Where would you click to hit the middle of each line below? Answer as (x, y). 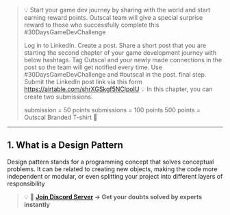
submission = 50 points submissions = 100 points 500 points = (112, 110)
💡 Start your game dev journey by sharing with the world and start (117, 10)
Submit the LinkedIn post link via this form (83, 82)
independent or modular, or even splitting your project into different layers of (115, 176)
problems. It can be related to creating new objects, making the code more (112, 169)
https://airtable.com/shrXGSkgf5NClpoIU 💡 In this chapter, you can (118, 89)
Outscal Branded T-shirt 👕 (61, 117)
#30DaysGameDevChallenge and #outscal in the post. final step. (115, 74)
